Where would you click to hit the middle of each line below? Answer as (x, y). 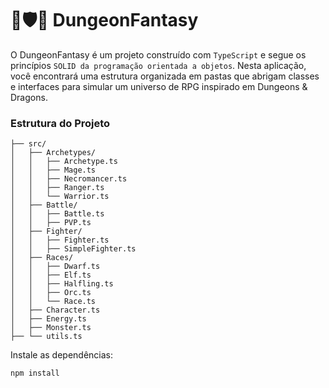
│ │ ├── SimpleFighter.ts (73, 249)
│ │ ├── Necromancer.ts (69, 179)
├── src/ (28, 144)
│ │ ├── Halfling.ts (62, 284)
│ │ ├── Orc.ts (51, 293)
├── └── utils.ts (46, 337)
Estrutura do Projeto (60, 123)
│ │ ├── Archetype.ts (64, 162)
